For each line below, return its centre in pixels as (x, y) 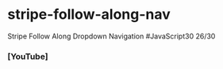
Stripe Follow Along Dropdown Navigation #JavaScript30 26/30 (111, 36)
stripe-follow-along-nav (89, 15)
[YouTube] (28, 56)
